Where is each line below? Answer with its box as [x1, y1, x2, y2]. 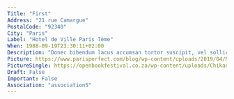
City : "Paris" [7, 29, 49, 37]
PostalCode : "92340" [7, 23, 68, 30]
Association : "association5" [7, 82, 92, 89]
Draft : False [7, 68, 45, 75]
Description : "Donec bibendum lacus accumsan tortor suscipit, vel [7, 49, 208, 56]
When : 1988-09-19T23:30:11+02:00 [7, 43, 104, 49]
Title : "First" [7, 10, 52, 17]
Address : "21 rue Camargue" [7, 17, 89, 24]
